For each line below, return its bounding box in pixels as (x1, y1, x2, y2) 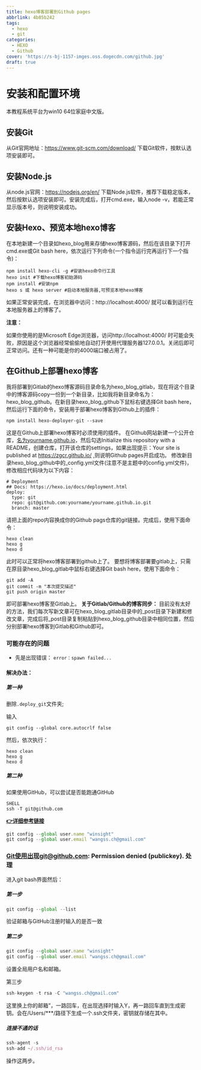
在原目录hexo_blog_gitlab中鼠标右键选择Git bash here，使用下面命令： (6, 565, 181, 572)
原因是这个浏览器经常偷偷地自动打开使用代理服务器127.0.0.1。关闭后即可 (16, 339, 195, 346)
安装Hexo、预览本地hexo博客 (6, 223, 116, 233)
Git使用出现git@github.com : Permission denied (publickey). (6, 852, 184, 861)
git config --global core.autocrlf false (6, 725, 112, 731)
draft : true (6, 59, 36, 65)
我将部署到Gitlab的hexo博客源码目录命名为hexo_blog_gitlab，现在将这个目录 (6, 383, 195, 390)
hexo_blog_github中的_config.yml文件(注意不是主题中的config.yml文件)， (11, 459, 193, 466)
